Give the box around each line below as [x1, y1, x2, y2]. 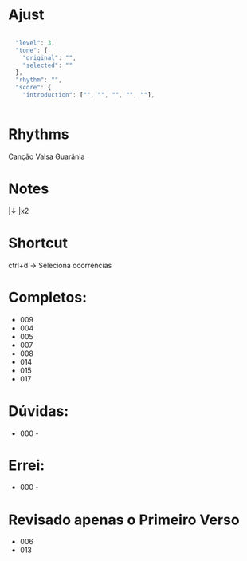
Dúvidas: [8, 401, 69, 420]
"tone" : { [15, 46, 48, 54]
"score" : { [15, 84, 52, 92]
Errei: [8, 456, 45, 474]
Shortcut [8, 234, 69, 252]
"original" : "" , [22, 53, 77, 61]
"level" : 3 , [15, 38, 56, 47]
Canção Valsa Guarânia [8, 152, 85, 161]
